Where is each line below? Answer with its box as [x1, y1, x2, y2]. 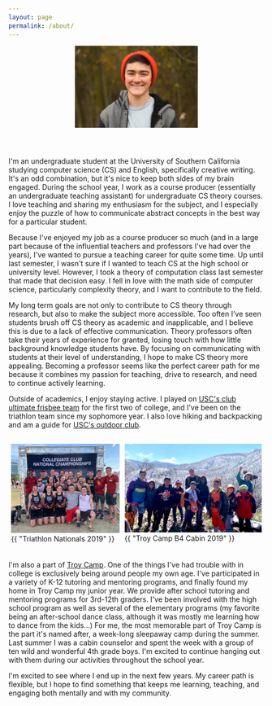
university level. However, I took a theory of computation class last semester [8, 267, 264, 277]
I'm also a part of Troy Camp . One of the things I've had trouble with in [8, 559, 244, 569]
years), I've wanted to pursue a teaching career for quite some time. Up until [8, 249, 264, 260]
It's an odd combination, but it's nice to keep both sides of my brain [8, 173, 234, 183]
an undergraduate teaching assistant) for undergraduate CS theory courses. [8, 191, 263, 200]
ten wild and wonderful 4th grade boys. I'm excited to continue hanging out [8, 646, 261, 656]
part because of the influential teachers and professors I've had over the [8, 241, 252, 251]
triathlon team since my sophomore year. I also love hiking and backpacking [8, 411, 262, 421]
